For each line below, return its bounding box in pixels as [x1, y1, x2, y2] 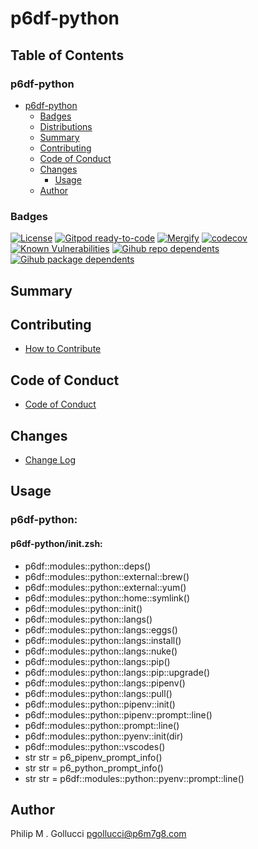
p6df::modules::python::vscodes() [24, 740, 166, 752]
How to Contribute [24, 343, 102, 355]
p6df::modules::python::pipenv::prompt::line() [24, 708, 213, 721]
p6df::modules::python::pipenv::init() [24, 698, 176, 710]
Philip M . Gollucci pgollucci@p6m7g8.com [10, 828, 187, 840]
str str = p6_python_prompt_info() [24, 762, 164, 774]
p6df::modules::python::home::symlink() [24, 592, 190, 604]
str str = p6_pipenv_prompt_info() [24, 751, 163, 763]
